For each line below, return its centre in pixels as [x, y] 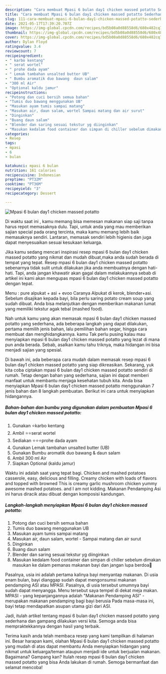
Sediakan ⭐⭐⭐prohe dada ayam [45, 440]
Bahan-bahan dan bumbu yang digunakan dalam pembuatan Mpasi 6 [79, 407]
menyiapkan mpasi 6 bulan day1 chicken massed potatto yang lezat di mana [83, 339]
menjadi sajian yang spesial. [34, 350]
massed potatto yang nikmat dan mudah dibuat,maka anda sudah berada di [82, 257]
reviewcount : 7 [21, 51]
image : [12, 28]
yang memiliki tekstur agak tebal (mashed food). [54, 309]
